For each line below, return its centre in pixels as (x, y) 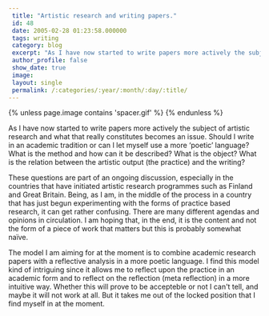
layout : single (37, 82)
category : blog (37, 46)
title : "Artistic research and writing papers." (94, 16)
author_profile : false (50, 61)
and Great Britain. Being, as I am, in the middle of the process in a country (130, 195)
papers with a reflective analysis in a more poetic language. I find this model (134, 262)
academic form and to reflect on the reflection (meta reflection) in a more (129, 278)
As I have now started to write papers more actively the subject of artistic (129, 128)
